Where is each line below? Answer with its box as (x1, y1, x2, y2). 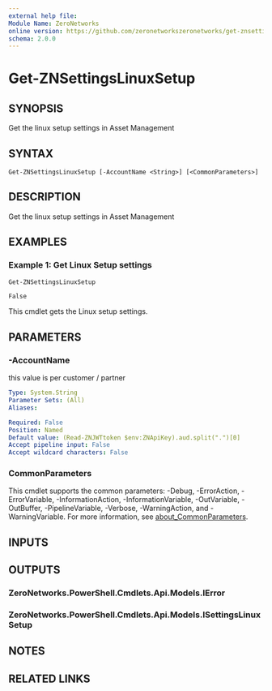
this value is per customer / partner (8, 373, 126, 383)
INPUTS (8, 535, 49, 549)
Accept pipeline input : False (8, 441, 111, 449)
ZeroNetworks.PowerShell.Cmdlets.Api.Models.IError (8, 587, 225, 599)
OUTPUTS (8, 563, 61, 577)
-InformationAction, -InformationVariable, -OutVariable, (56, 495, 240, 504)
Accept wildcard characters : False (8, 449, 129, 457)
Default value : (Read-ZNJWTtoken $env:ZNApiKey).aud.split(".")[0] (8, 433, 241, 442)
